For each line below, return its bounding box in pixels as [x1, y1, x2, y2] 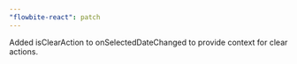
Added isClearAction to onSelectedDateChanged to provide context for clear [9, 37, 288, 47]
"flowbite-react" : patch [9, 12, 101, 22]
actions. [9, 46, 38, 57]
